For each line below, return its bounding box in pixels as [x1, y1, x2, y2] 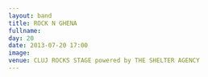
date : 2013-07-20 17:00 [8, 42, 89, 50]
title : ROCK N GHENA [8, 19, 78, 27]
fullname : [8, 26, 42, 34]
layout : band [8, 11, 52, 20]
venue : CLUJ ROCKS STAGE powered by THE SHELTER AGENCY [8, 57, 200, 65]
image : [8, 49, 31, 57]
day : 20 [8, 34, 35, 43]
